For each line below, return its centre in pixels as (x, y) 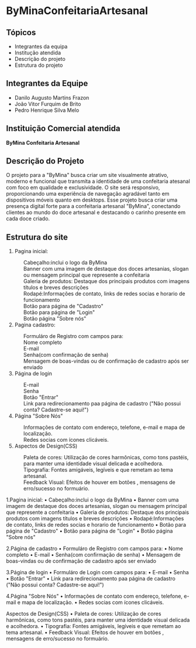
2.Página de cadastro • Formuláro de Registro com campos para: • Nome (94, 548)
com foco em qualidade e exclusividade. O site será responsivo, (83, 187)
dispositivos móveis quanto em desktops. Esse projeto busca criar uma (92, 200)
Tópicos (21, 33)
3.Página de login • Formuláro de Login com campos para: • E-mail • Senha (97, 572)
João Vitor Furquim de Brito (48, 104)
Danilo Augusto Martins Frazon (52, 97)
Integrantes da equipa (41, 46)
